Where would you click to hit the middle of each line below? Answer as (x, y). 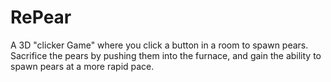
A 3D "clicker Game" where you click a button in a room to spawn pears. (159, 45)
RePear (41, 17)
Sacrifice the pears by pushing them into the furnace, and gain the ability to (166, 55)
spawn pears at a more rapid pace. (82, 66)
